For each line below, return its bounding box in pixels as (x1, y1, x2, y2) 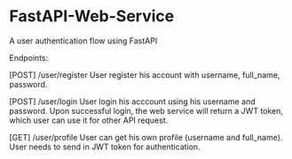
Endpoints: (9, 52, 49, 63)
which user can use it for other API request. (9, 115, 169, 125)
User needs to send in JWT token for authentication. (9, 141, 201, 152)
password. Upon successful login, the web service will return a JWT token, (9, 105, 284, 116)
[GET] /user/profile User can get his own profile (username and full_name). (9, 132, 283, 142)
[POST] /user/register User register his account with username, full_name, (9, 69, 280, 80)
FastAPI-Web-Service (9, 6, 175, 26)
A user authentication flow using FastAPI (9, 35, 158, 46)
